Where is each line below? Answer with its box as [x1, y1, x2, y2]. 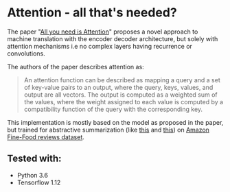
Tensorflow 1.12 [16, 178, 61, 187]
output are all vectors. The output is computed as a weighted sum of [23, 91, 218, 99]
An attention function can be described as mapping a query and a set [23, 75, 221, 84]
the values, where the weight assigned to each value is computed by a [23, 97, 224, 106]
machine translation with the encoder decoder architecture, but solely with [7, 34, 218, 43]
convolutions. [7, 49, 46, 58]
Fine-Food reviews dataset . [7, 132, 84, 141]
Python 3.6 [16, 171, 48, 179]
